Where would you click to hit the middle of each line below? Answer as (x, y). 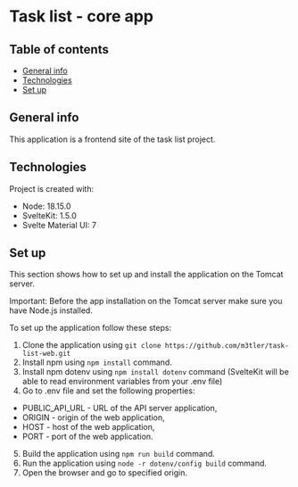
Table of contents (59, 50)
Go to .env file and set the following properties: (108, 391)
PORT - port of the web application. (87, 437)
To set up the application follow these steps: (91, 328)
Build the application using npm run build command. (119, 454)
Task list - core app (82, 17)
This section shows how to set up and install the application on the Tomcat (146, 275)
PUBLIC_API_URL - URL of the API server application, (120, 409)
